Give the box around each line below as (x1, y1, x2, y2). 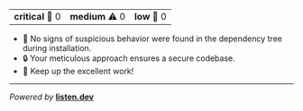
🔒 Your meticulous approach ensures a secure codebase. (22, 53, 236, 64)
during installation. (22, 43, 92, 53)
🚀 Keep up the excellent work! (22, 66, 134, 76)
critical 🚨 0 (14, 11, 61, 22)
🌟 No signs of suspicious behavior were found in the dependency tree (22, 33, 282, 44)
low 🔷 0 (133, 11, 167, 22)
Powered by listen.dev (9, 91, 95, 102)
